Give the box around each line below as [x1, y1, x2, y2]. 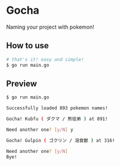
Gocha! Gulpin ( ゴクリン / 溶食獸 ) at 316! [6, 137, 115, 143]
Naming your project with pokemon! [6, 23, 94, 30]
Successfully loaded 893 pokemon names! [6, 105, 109, 111]
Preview [6, 78, 38, 88]
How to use [6, 41, 49, 51]
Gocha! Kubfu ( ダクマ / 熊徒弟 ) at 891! [6, 116, 108, 122]
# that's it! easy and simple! [6, 56, 84, 63]
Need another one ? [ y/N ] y [6, 127, 73, 133]
